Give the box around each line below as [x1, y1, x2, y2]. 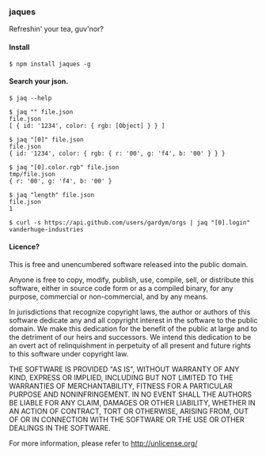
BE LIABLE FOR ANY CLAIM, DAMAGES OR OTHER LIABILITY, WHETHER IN [9, 398, 256, 407]
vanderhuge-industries [9, 225, 84, 233]
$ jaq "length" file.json [9, 190, 94, 199]
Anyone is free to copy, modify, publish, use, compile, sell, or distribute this [9, 275, 254, 285]
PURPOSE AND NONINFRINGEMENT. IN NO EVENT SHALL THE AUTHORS [9, 390, 253, 399]
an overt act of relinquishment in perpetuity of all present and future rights [9, 341, 252, 350]
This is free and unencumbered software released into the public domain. [9, 259, 249, 269]
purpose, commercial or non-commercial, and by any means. [9, 292, 208, 301]
